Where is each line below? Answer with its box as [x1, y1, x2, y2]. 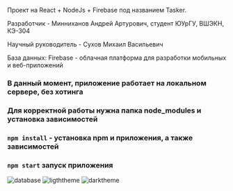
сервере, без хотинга [7, 87, 83, 97]
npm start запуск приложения [7, 160, 113, 169]
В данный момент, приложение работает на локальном [7, 78, 207, 88]
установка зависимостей [7, 114, 98, 124]
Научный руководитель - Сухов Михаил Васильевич [7, 40, 163, 48]
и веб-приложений [7, 61, 64, 69]
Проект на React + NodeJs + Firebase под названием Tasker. [7, 6, 186, 14]
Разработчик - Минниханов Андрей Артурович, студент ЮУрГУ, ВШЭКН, [7, 19, 225, 27]
